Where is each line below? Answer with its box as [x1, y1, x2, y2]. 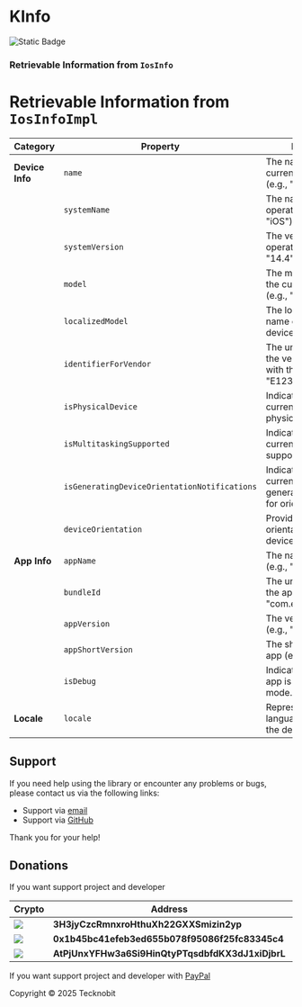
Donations [9, 858, 69, 873]
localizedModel [63, 316, 129, 326]
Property [140, 139, 180, 152]
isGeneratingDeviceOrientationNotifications [63, 481, 258, 491]
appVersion [63, 618, 111, 629]
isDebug [63, 676, 96, 686]
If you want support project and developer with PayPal [9, 970, 211, 982]
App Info [13, 554, 52, 567]
